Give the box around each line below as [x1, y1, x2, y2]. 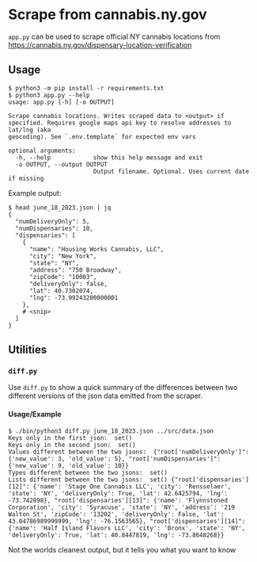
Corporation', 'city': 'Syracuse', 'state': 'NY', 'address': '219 [8, 503, 236, 511]
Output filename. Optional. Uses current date [93, 167, 249, 175]
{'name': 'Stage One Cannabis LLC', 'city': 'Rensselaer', [32, 482, 232, 491]
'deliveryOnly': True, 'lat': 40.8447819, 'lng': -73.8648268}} [8, 531, 225, 539]
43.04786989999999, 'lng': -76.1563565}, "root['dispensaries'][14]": [8, 517, 246, 525]
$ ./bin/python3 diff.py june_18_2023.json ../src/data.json [8, 426, 214, 435]
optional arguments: [8, 147, 77, 155]
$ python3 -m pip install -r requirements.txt [8, 84, 164, 92]
